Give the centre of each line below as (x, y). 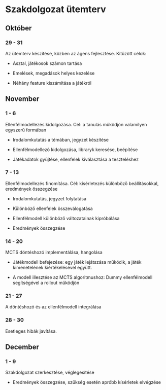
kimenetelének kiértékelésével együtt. (52, 268)
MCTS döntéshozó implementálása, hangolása (54, 253)
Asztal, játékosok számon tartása (47, 63)
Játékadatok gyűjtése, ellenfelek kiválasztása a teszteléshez (76, 159)
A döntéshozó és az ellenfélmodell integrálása (53, 307)
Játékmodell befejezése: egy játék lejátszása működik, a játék (77, 262)
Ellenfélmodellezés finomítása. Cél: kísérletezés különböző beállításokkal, (82, 183)
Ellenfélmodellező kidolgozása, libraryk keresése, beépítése (75, 149)
